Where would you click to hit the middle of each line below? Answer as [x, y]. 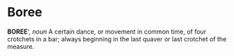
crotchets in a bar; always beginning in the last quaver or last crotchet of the [117, 38]
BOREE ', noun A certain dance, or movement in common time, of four [107, 31]
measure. [21, 46]
